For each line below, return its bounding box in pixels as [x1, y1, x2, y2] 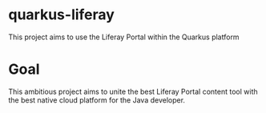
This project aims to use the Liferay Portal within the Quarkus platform [8, 32, 240, 42]
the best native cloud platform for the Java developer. [8, 95, 186, 105]
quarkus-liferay [8, 6, 115, 24]
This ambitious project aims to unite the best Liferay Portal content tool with [8, 87, 258, 96]
